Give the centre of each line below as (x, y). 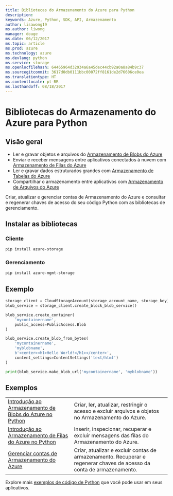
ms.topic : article (25, 44)
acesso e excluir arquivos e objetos (117, 411)
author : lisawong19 (26, 24)
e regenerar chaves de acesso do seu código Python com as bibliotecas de (85, 202)
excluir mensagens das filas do (111, 436)
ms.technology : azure (29, 53)
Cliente (15, 238)
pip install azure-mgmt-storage (40, 273)
